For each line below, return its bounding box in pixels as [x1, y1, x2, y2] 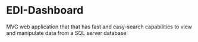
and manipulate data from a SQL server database [6, 29, 127, 36]
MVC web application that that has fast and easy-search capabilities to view [6, 23, 192, 30]
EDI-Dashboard [6, 4, 84, 17]
